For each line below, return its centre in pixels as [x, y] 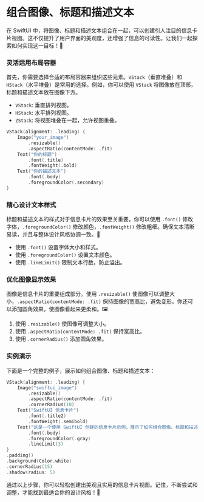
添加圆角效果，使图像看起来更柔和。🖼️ [59, 309]
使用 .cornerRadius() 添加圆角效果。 [61, 339]
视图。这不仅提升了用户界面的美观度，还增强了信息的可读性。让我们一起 [102, 38]
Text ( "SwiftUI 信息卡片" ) [48, 410]
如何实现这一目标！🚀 [37, 45]
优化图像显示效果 [31, 279]
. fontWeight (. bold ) [53, 166]
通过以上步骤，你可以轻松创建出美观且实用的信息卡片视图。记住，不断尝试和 [102, 484]
